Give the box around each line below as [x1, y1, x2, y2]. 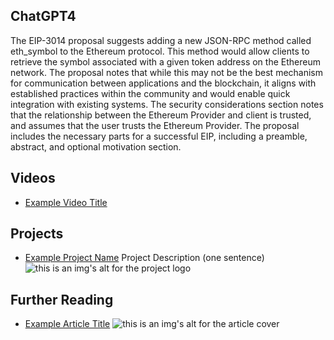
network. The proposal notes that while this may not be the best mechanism [10, 66, 324, 78]
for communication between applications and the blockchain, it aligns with [10, 77, 317, 89]
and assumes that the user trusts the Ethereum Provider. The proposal [10, 119, 300, 131]
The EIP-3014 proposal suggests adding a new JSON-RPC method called [10, 34, 312, 46]
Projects [10, 225, 64, 243]
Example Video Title [24, 196, 108, 208]
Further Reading [10, 291, 114, 308]
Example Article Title [24, 318, 111, 330]
